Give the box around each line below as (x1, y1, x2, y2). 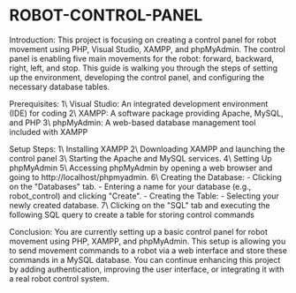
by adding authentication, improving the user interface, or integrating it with (9, 264, 285, 274)
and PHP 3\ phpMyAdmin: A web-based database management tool (9, 116, 256, 128)
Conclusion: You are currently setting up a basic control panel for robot (9, 226, 268, 237)
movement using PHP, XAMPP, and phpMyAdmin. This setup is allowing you (9, 236, 286, 246)
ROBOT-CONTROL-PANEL (9, 5, 203, 26)
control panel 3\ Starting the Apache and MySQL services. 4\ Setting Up (9, 153, 272, 163)
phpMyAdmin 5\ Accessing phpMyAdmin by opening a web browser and (9, 162, 273, 173)
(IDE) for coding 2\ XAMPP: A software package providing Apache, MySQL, (9, 108, 284, 118)
